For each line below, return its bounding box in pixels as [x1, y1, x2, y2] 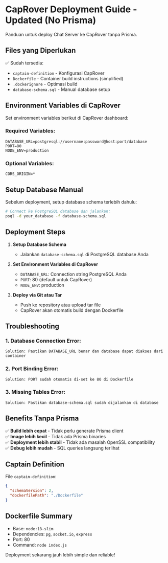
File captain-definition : [5, 474, 57, 480]
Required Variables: [5, 127, 55, 134]
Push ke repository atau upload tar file [20, 302, 101, 308]
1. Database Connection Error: [5, 337, 82, 344]
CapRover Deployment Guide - [5, 4, 137, 15]
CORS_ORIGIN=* [5, 171, 36, 177]
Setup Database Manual [5, 185, 83, 194]
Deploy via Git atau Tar [12, 291, 62, 298]
